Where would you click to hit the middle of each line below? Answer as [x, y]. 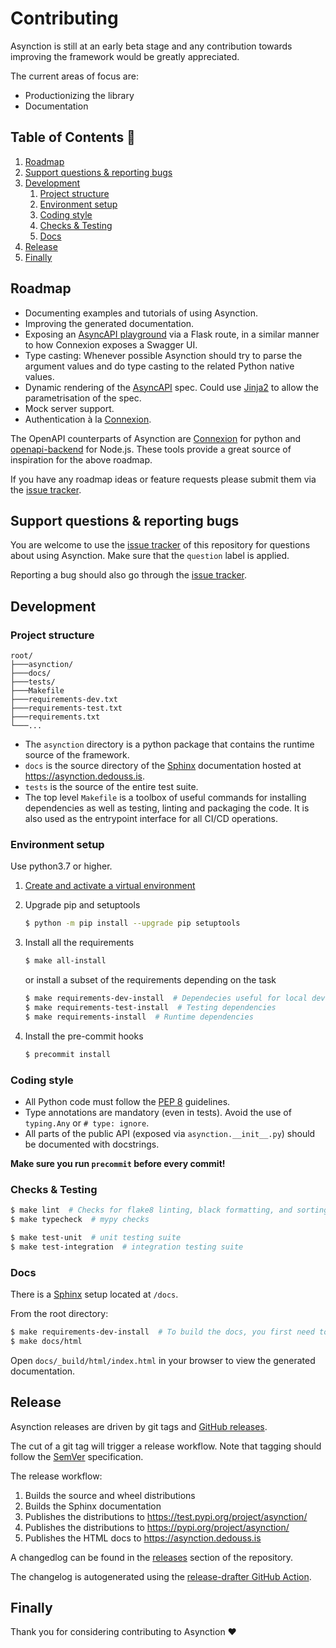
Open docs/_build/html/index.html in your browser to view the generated [163, 1360]
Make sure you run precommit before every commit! [118, 1163]
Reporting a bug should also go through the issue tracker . [129, 575]
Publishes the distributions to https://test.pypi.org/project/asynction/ [166, 1516]
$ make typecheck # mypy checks [80, 1220]
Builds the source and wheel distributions [110, 1495]
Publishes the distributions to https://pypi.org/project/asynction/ [157, 1527]
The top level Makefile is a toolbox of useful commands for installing [165, 798]
